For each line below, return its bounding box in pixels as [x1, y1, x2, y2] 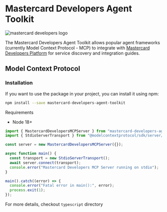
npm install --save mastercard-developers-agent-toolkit [5, 100, 126, 105]
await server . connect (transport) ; [9, 160, 81, 165]
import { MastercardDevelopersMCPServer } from [5, 129, 106, 134]
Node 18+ [12, 119, 33, 125]
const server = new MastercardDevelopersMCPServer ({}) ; [5, 142, 123, 147]
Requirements [5, 109, 34, 115]
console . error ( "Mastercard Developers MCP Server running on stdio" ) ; [9, 165, 159, 170]
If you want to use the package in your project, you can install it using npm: [5, 90, 159, 97]
